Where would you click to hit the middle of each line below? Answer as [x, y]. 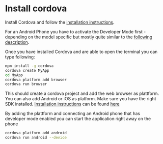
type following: [20, 57]
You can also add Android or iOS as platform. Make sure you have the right [81, 99]
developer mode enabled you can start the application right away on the [78, 119]
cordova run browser [26, 84]
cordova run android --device [36, 138]
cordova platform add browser [36, 80]
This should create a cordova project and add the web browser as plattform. [82, 93]
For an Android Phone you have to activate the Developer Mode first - [76, 31]
